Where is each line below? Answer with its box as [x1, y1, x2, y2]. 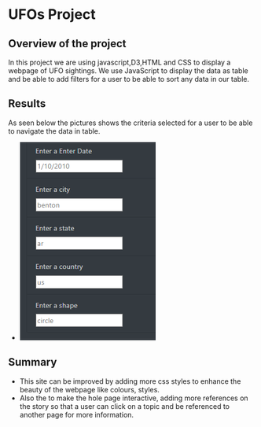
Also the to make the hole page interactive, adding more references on [19, 393, 249, 403]
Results [8, 97, 46, 111]
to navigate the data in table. [8, 126, 101, 135]
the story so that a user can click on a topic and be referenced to [19, 401, 230, 410]
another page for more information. [19, 410, 134, 419]
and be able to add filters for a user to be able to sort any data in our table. [8, 75, 250, 83]
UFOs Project [8, 6, 96, 24]
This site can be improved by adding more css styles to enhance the [19, 376, 241, 386]
